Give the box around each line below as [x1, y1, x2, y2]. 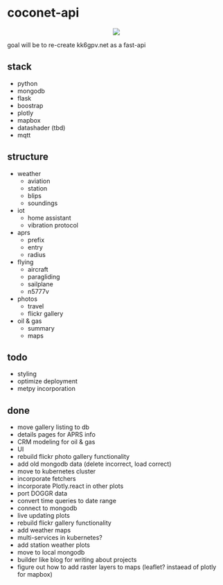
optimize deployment [17, 377, 78, 385]
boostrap [17, 101, 44, 110]
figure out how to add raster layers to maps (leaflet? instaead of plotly [17, 563, 217, 571]
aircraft [27, 265, 48, 273]
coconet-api [7, 5, 80, 21]
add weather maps [17, 526, 71, 534]
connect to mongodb [17, 504, 78, 512]
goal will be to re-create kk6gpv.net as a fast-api [7, 40, 146, 49]
